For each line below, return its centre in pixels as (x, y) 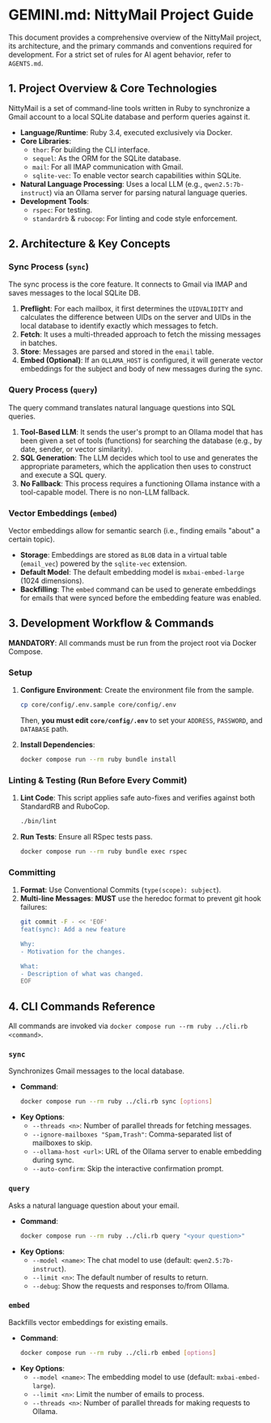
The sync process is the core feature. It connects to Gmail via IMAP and (128, 284)
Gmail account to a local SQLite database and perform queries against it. (129, 117)
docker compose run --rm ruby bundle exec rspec (104, 852)
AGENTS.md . (26, 63)
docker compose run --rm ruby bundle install (98, 760)
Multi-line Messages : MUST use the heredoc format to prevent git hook (140, 898)
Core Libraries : (45, 141)
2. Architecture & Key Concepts (90, 244)
